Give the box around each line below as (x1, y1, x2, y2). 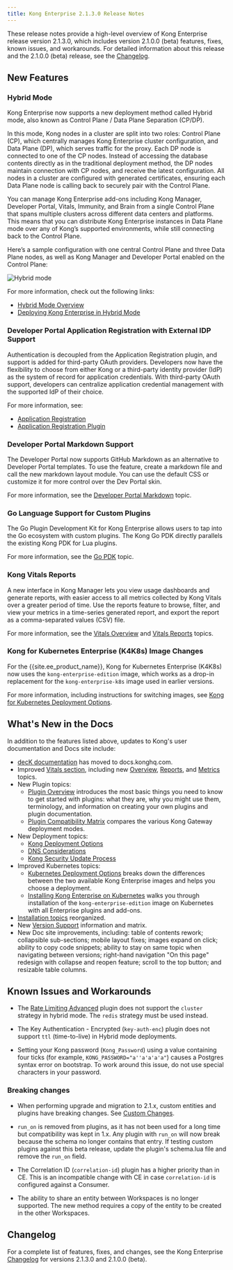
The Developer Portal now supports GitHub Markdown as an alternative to (7, 455, 219, 463)
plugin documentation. (27, 809, 93, 818)
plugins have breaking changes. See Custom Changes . (17, 1109, 175, 1117)
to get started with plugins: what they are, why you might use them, (27, 795, 221, 803)
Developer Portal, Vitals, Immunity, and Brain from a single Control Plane (7, 202, 214, 211)
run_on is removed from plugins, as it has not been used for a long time (17, 1122, 221, 1130)
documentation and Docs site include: (7, 744, 116, 752)
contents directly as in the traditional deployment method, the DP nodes (7, 159, 214, 167)
